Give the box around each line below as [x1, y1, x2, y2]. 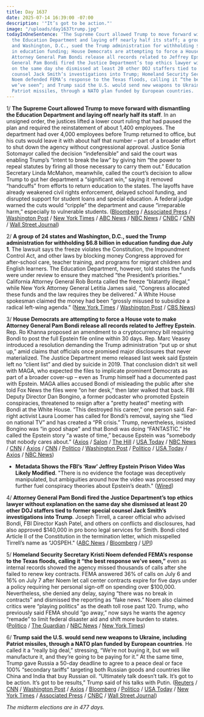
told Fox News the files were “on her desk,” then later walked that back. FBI [6, 386, 194, 394]
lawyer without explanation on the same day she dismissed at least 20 [6, 500, 187, 507]
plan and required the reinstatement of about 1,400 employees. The [6, 124, 175, 131]
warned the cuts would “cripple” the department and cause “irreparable [6, 201, 186, 208]
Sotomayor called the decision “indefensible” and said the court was [6, 149, 177, 157]
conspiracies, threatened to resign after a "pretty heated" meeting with [6, 399, 184, 407]
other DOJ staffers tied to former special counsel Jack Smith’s [6, 507, 167, 514]
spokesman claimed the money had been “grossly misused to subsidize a [6, 297, 190, 304]
